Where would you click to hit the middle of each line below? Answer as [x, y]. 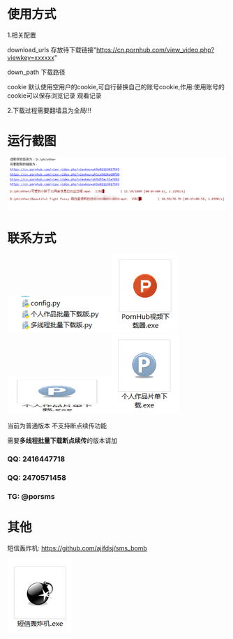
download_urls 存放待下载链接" [52, 50]
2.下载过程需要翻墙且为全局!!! [50, 110]
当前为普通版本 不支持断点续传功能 [57, 426]
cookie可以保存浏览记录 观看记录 [54, 96]
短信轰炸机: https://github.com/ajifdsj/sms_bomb [77, 548]
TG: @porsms [31, 497]
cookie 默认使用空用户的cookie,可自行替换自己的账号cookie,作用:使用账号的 [116, 87]
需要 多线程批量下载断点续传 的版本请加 [62, 441]
